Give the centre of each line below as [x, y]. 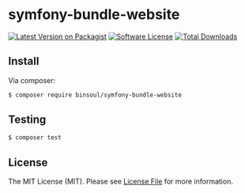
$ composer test [35, 138]
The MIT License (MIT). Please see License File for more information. [121, 182]
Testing [27, 120]
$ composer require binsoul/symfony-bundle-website [95, 95]
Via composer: [32, 80]
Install [24, 61]
